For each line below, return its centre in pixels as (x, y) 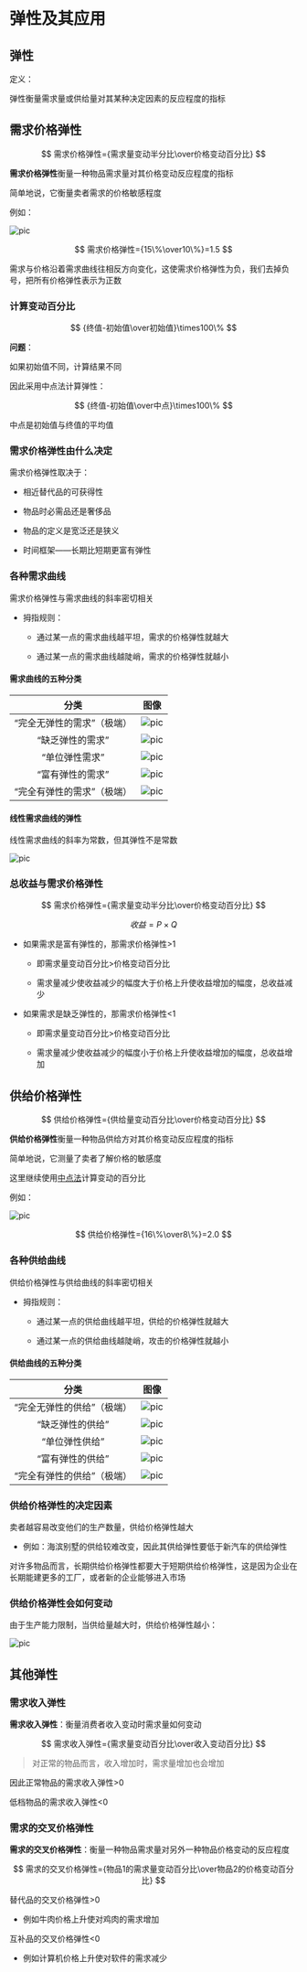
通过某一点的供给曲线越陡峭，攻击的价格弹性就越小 (132, 1340)
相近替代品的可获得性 (63, 492)
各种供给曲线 (38, 1260)
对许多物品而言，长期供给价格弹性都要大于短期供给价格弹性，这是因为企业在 (153, 1566)
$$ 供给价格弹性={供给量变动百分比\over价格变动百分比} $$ (153, 1120)
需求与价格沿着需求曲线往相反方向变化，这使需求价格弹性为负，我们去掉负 (149, 268)
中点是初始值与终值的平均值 (62, 425)
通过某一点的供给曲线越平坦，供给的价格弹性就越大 (132, 1321)
